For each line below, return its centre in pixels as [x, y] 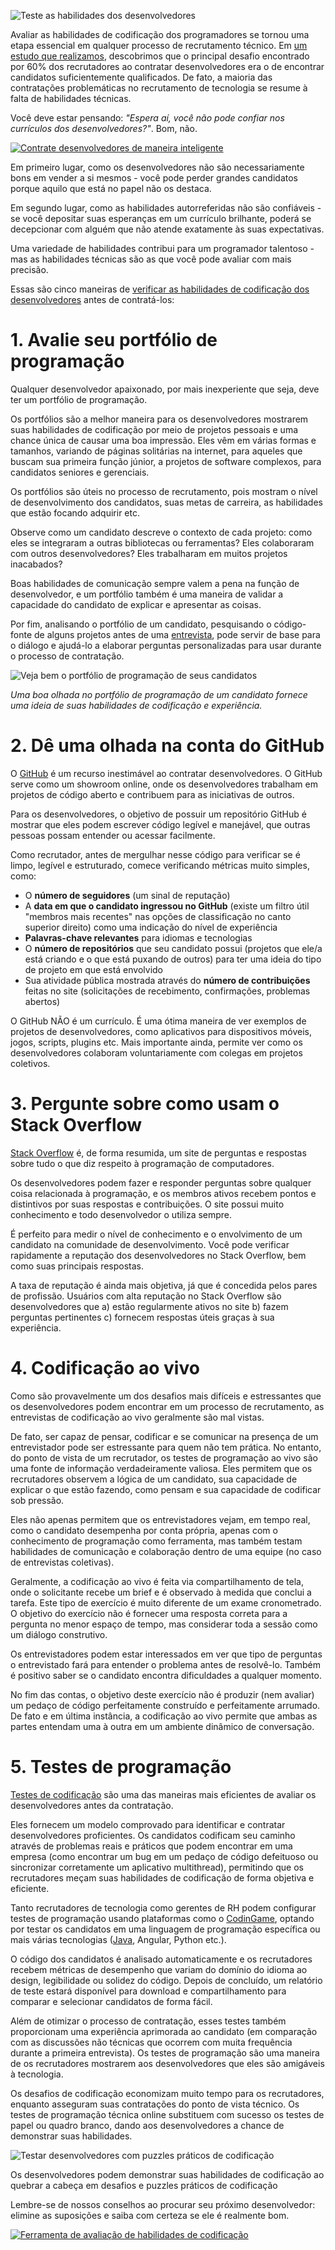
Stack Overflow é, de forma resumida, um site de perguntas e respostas [158, 1152]
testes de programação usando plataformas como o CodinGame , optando [162, 1918]
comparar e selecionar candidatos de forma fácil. [111, 2001]
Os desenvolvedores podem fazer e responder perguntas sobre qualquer [161, 1182]
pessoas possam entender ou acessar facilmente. [113, 835]
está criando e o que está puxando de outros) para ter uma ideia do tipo [173, 959]
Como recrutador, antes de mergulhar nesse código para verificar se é [155, 854]
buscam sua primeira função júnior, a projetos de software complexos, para [166, 461]
